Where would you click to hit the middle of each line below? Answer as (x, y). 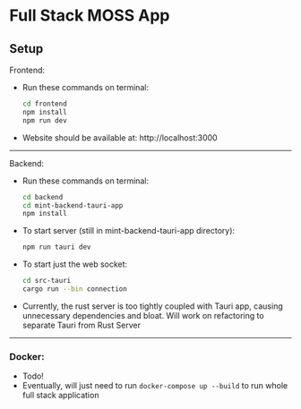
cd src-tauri (47, 281)
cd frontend (44, 104)
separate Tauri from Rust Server (82, 325)
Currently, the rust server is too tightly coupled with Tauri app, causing (153, 306)
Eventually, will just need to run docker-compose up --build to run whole (155, 386)
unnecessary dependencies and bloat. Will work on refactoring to (143, 315)
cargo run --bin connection (74, 289)
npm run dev (44, 120)
